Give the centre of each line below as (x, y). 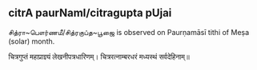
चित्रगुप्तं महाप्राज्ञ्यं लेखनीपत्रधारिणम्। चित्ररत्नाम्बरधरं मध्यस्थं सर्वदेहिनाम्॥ (99, 56)
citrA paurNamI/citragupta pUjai (90, 13)
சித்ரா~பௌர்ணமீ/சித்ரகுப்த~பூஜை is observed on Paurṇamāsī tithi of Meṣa (129, 32)
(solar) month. (32, 41)
